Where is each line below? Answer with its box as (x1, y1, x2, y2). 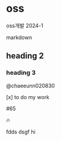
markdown (6, 34, 33, 41)
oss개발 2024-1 (6, 22, 43, 29)
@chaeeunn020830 (6, 82, 55, 89)
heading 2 (6, 51, 44, 61)
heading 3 (6, 68, 36, 77)
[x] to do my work (6, 93, 50, 100)
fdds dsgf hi (6, 128, 36, 135)
